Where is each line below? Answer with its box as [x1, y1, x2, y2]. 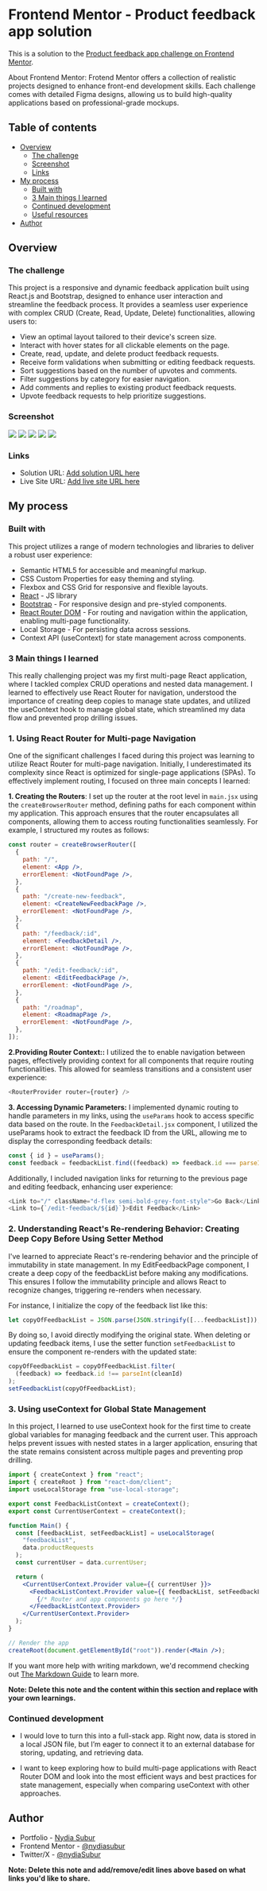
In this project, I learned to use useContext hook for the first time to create [8, 1421, 252, 1432]
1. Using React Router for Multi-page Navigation [8, 733, 196, 744]
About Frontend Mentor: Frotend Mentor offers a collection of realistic [8, 72, 237, 82]
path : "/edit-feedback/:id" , [22, 967, 119, 975]
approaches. [19, 1788, 62, 1798]
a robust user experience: [8, 550, 93, 560]
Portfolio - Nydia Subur [19, 1832, 95, 1842]
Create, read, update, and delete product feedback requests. [19, 349, 219, 358]
